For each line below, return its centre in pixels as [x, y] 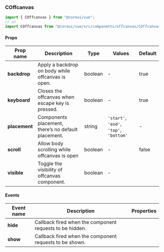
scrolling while [54, 149]
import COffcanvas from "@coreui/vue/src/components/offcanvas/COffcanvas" [84, 27]
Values [121, 54]
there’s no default [58, 129]
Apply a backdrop [58, 65]
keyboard [19, 100]
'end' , [115, 124]
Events [12, 195]
